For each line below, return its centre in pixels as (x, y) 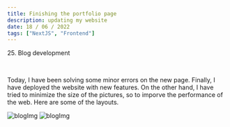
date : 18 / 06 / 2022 (39, 27)
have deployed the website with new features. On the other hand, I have (110, 87)
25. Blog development (39, 53)
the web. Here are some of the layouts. (63, 103)
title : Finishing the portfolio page (62, 14)
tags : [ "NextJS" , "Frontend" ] (51, 33)
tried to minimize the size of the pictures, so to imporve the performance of (115, 95)
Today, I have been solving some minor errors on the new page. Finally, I (111, 80)
